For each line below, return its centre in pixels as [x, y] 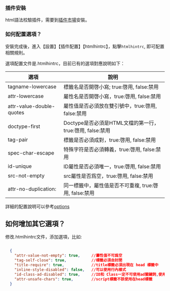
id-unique [20, 166]
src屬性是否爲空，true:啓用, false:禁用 [108, 176]
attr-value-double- [32, 106]
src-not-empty [26, 175]
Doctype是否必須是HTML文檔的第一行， [111, 123]
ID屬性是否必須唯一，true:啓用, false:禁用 [112, 166]
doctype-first [24, 126]
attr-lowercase [26, 96]
